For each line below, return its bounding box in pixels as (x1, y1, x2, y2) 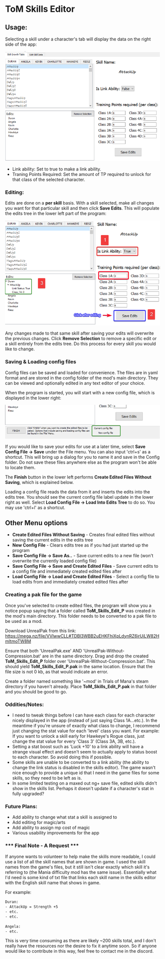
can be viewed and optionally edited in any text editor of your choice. (5, 380, 145, 386)
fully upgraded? (12, 790, 44, 796)
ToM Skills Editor (5, 3, 75, 15)
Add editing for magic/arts (12, 820, 66, 825)
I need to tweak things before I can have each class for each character (12, 712, 156, 718)
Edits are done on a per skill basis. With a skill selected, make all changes (5, 200, 155, 206)
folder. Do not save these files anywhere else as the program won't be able (5, 459, 157, 465)
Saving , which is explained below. (5, 479, 74, 485)
